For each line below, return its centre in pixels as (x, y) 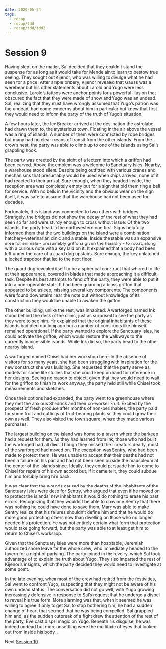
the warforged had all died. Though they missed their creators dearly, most (82, 445)
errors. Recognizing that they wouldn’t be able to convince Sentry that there (83, 502)
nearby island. (20, 347)
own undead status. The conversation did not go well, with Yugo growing (80, 590)
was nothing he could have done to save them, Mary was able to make (77, 507)
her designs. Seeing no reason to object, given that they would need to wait (82, 378)
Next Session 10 (22, 642)
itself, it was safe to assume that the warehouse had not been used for (77, 197)
